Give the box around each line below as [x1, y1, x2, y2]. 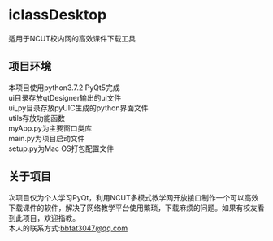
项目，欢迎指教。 [22, 213, 80, 222]
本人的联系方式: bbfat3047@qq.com [8, 223, 128, 233]
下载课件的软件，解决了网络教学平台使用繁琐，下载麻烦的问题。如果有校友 [8, 203, 258, 213]
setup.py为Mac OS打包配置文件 [8, 144, 115, 153]
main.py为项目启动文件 [8, 133, 85, 143]
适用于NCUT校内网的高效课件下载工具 [8, 33, 136, 43]
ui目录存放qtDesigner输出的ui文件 [8, 93, 122, 102]
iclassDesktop [8, 6, 107, 24]
